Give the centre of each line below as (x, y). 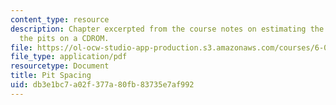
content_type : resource (60, 19)
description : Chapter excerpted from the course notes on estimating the (167, 29)
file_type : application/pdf (69, 57)
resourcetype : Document (60, 66)
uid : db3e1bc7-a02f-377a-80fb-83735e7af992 (102, 85)
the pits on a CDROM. (64, 38)
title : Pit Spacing (51, 76)
